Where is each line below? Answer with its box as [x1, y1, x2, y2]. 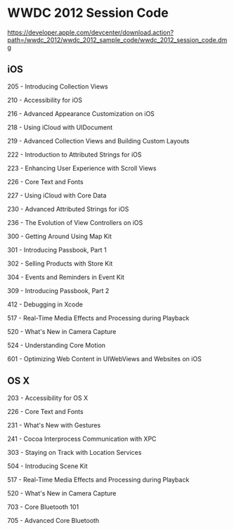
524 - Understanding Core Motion [7, 341, 106, 349]
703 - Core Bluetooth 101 [7, 503, 79, 511]
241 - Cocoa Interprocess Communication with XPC [7, 434, 157, 443]
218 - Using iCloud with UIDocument [7, 123, 113, 131]
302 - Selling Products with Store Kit [7, 259, 113, 268]
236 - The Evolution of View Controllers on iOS [7, 218, 143, 226]
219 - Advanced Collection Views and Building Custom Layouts [7, 136, 190, 145]
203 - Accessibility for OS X [7, 394, 89, 402]
